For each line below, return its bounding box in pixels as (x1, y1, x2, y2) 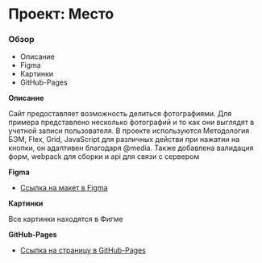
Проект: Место (8, 5, 114, 23)
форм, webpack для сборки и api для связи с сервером (8, 152, 200, 161)
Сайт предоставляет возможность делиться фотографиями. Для (8, 109, 232, 119)
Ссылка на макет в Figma (19, 183, 108, 193)
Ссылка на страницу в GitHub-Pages (19, 245, 147, 255)
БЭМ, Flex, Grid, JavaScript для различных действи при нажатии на (8, 135, 240, 144)
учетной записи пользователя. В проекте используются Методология (8, 126, 250, 136)
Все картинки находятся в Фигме (8, 215, 123, 224)
